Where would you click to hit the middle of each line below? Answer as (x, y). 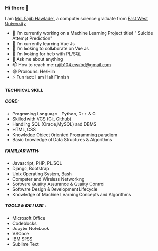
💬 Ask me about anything (38, 59)
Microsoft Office (29, 218)
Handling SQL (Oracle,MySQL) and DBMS (54, 124)
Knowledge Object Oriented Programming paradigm (65, 135)
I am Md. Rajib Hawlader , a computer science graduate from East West (77, 19)
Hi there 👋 (17, 8)
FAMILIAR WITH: (23, 151)
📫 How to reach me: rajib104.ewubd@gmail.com (62, 65)
